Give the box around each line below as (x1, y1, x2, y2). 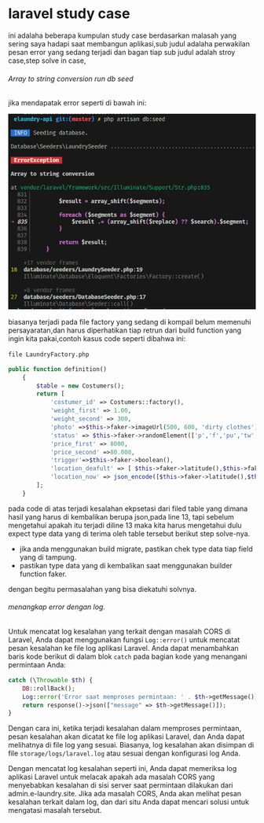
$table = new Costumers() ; (36, 382, 125, 390)
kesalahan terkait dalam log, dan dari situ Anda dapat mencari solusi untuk (8, 797, 250, 806)
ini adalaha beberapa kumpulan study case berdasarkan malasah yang (8, 31, 237, 40)
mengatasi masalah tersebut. (8, 806, 102, 815)
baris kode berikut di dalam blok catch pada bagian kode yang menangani (8, 652, 247, 661)
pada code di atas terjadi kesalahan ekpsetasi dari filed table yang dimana (8, 504, 248, 513)
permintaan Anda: (8, 660, 67, 669)
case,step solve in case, (8, 56, 86, 65)
